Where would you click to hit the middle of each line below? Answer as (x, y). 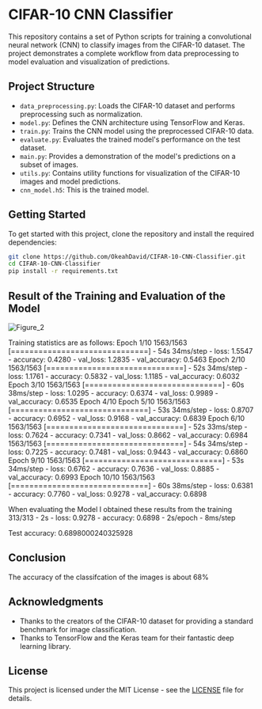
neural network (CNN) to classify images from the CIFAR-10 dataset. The (127, 44)
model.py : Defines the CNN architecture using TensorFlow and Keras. (132, 122)
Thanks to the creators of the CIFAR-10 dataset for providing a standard (136, 621)
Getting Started (47, 215)
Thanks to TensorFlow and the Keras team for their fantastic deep (127, 638)
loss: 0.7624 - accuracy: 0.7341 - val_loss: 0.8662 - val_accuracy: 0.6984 (128, 435)
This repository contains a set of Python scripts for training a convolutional (130, 36)
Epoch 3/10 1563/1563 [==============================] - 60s (126, 385)
